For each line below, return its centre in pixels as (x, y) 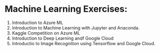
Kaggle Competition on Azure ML (46, 33)
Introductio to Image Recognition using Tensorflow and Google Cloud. (83, 43)
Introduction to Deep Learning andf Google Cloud (63, 38)
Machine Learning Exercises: (66, 9)
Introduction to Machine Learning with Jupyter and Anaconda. (76, 27)
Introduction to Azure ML (37, 23)
